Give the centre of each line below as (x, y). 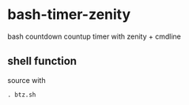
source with (26, 80)
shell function (42, 61)
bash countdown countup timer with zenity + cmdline (94, 36)
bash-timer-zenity (69, 15)
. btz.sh (22, 95)
